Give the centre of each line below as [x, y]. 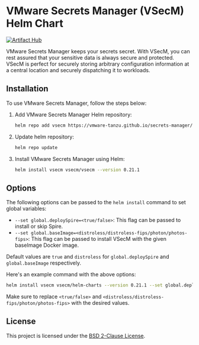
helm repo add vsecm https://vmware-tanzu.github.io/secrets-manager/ [104, 125]
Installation [27, 89]
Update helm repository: [44, 137]
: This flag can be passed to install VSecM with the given [97, 239]
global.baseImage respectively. [44, 263]
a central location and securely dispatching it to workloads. [78, 70]
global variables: [26, 209]
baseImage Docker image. [47, 245]
